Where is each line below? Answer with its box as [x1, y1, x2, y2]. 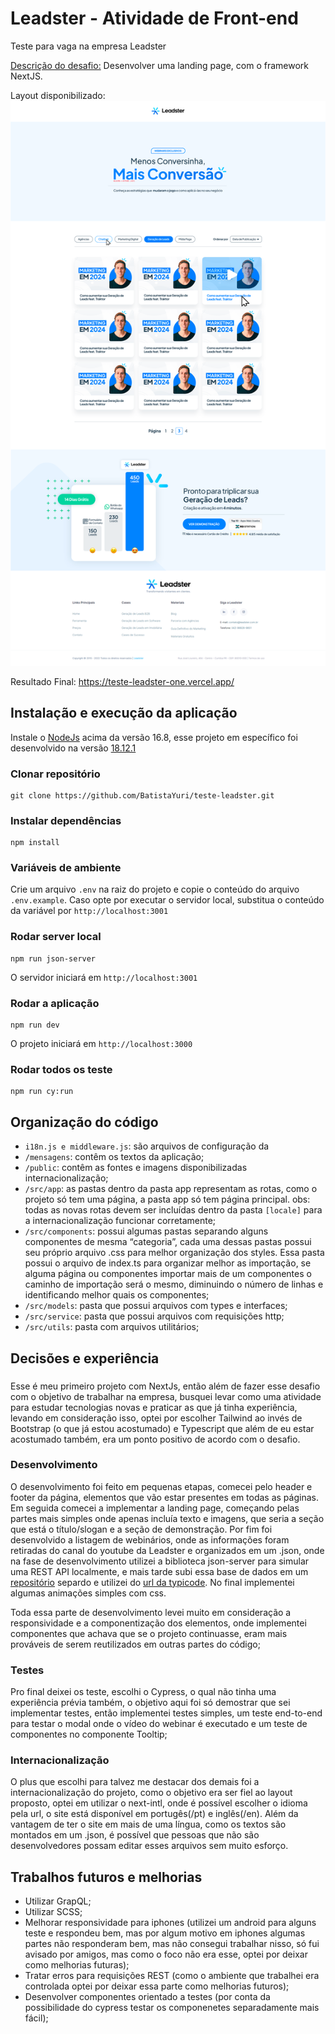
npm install [10, 838, 60, 848]
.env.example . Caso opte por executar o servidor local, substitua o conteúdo [10, 894, 325, 906]
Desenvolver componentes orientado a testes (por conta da [24, 1991, 271, 2003]
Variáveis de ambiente [10, 861, 122, 875]
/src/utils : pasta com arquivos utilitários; [24, 1321, 200, 1333]
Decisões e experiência [10, 1350, 160, 1367]
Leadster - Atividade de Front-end [10, 7, 299, 30]
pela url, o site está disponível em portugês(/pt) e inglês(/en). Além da [10, 1808, 299, 1820]
